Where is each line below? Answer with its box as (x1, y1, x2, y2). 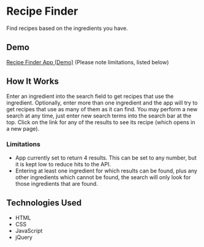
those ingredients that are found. (15, 180, 98, 187)
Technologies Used (6, 197, 81, 208)
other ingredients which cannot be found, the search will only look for (15, 173, 191, 181)
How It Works (6, 76, 59, 87)
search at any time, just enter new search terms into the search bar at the (6, 112, 192, 119)
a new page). (6, 125, 40, 132)
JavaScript (15, 227, 43, 234)
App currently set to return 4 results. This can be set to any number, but (15, 154, 197, 161)
